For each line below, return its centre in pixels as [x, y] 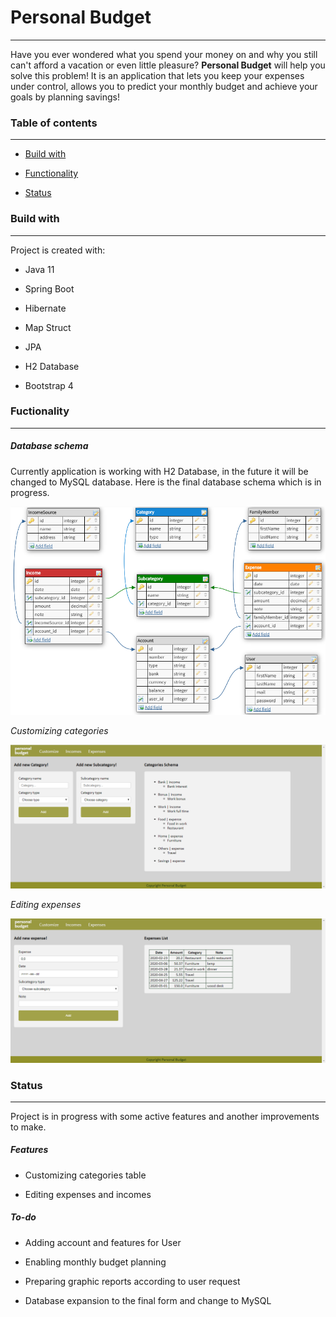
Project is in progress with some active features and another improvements [165, 1116]
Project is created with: [58, 250]
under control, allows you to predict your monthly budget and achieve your [164, 86]
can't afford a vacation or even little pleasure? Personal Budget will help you [168, 65]
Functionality [51, 173]
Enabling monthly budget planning [95, 1262]
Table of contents [54, 123]
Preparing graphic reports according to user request [132, 1281]
